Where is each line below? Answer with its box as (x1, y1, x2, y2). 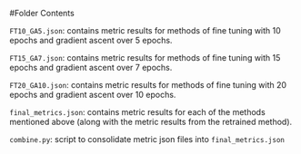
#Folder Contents (9, 8, 75, 18)
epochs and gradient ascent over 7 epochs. (9, 63, 173, 72)
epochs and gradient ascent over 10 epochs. (9, 90, 176, 100)
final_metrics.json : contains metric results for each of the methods (9, 107, 266, 117)
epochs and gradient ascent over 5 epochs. (9, 35, 173, 45)
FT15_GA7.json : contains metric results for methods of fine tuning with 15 (9, 53, 281, 63)
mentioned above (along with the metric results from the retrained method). (9, 117, 293, 127)
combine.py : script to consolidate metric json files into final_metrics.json (9, 134, 285, 144)
